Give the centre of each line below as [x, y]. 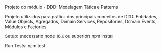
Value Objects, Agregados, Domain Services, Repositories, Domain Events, [81, 22]
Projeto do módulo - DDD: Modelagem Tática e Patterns [62, 7]
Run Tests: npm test [25, 45]
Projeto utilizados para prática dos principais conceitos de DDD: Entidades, [81, 16]
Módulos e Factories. [27, 27]
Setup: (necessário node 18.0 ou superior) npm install [59, 36]
